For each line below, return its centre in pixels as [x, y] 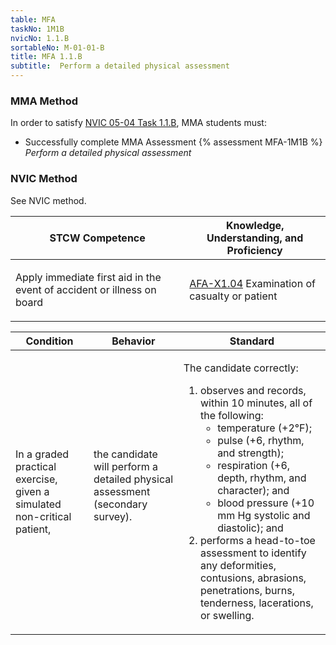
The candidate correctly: [241, 368]
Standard [252, 341]
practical [36, 466]
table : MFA [33, 19]
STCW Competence [97, 238]
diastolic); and [250, 528]
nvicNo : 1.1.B [40, 38]
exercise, [36, 479]
